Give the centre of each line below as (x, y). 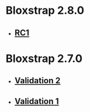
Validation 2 (37, 81)
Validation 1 (37, 101)
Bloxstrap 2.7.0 (44, 58)
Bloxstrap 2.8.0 (45, 11)
